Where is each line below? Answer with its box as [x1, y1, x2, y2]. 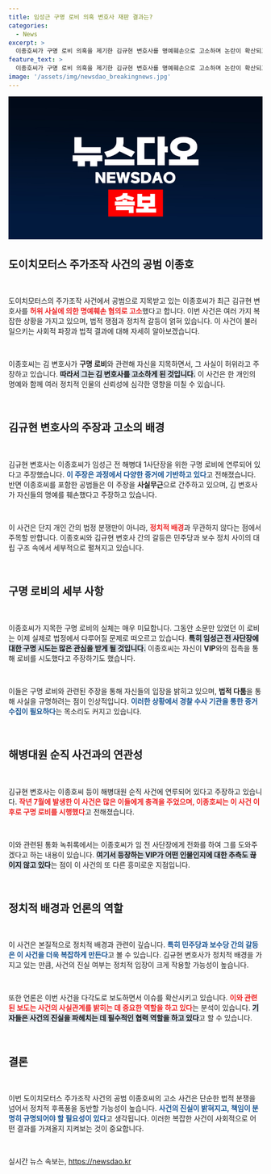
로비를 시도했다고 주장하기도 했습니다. [16, 653, 135, 663]
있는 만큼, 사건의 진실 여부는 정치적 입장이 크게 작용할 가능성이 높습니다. [23, 960, 249, 970]
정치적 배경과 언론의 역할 [8, 901, 123, 915]
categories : [8, 21, 48, 30]
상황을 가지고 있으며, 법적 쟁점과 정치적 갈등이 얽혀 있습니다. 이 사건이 [23, 316, 243, 326]
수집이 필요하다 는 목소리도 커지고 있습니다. [8, 706, 142, 716]
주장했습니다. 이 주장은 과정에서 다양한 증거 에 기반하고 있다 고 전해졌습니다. [23, 469, 256, 479]
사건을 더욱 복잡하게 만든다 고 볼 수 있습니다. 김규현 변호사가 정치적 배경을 [24, 950, 254, 960]
